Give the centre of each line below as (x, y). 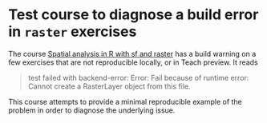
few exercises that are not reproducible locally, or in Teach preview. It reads (133, 62)
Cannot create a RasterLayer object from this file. (109, 86)
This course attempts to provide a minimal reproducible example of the (125, 101)
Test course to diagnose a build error (133, 15)
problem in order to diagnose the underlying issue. (92, 110)
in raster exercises (73, 32)
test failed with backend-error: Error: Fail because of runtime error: (138, 77)
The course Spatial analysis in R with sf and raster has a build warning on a (132, 54)
